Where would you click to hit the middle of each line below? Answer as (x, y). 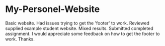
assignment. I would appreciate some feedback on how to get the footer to (82, 33)
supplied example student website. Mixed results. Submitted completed (79, 28)
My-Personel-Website (53, 9)
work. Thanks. (20, 39)
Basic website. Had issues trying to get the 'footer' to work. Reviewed (77, 23)
